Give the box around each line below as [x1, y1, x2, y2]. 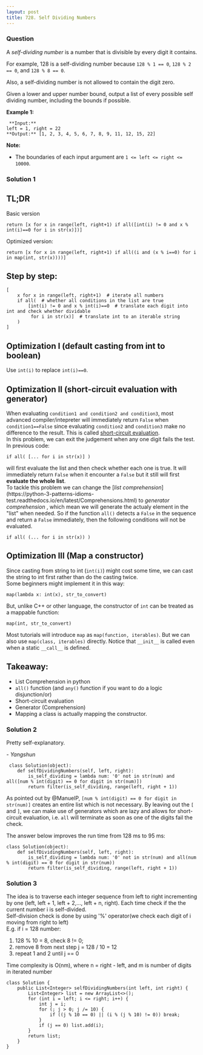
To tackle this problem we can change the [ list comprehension [6, 484, 162, 491]
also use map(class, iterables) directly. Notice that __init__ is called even [6, 637, 195, 645]
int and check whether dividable [6, 308, 91, 315]
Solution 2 [6, 725, 38, 734]
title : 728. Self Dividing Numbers [6, 15, 96, 21]
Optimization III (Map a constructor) [6, 551, 144, 561]
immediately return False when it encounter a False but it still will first [6, 470, 180, 478]
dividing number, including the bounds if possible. [6, 97, 131, 104]
